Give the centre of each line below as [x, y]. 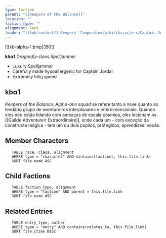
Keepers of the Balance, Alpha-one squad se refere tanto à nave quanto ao [82, 104]
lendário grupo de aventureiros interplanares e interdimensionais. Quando [80, 109]
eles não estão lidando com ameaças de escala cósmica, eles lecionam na [81, 115]
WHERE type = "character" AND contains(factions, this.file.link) [82, 157]
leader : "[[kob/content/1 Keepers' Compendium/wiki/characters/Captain [80, 33]
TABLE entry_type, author [38, 223]
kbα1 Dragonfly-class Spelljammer [41, 57]
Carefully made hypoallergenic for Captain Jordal [62, 71]
